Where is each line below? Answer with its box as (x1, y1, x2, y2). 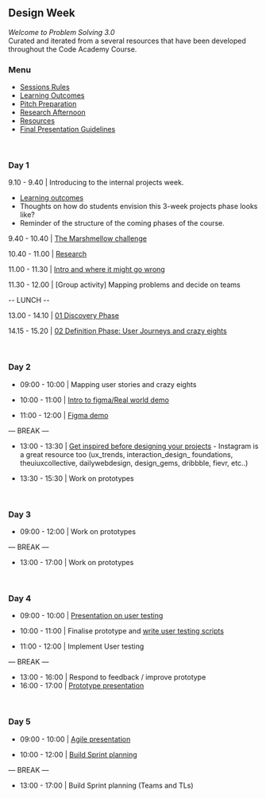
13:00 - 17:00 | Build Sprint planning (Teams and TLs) (19, 781, 194, 790)
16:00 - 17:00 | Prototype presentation (19, 681, 145, 691)
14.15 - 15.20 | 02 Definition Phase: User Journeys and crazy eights (8, 326, 228, 336)
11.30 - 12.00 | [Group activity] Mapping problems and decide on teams (8, 280, 241, 289)
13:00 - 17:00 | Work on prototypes (19, 558, 134, 567)
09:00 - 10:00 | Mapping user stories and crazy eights (19, 379, 197, 389)
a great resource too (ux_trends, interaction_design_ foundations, (19, 449, 233, 459)
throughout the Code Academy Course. (8, 44, 137, 54)
